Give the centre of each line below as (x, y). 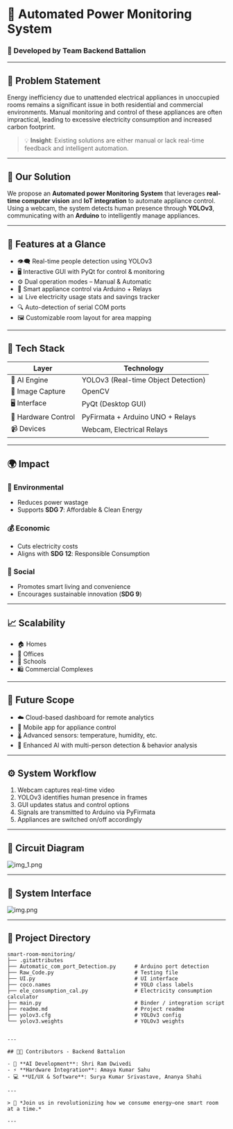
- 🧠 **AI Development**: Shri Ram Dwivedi (69, 1064)
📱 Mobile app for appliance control (67, 727)
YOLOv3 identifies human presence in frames (82, 797)
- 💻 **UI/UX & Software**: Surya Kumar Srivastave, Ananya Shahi (105, 1077)
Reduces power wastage (53, 503)
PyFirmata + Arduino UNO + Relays (139, 416)
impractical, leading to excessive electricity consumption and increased (110, 120)
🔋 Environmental (36, 487)
